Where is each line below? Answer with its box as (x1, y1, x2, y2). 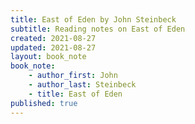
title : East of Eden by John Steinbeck (10, 14, 177, 25)
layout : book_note (10, 52, 87, 62)
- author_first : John (28, 71, 118, 81)
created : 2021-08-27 (10, 33, 97, 43)
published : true (10, 98, 78, 108)
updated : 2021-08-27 (10, 42, 97, 53)
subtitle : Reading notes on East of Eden (10, 24, 186, 34)
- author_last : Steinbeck (28, 80, 137, 90)
